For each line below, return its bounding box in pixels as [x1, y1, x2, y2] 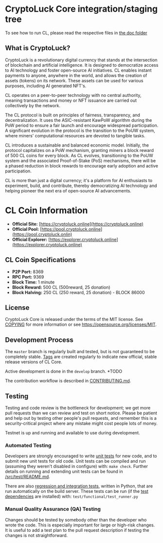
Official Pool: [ [12, 226, 42, 232]
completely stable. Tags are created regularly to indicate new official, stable [5, 354, 157, 360]
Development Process [5, 336, 74, 344]
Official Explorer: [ [12, 236, 50, 242]
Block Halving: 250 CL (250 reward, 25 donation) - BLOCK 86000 [12, 289, 145, 295]
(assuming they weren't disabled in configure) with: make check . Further [5, 464, 148, 469]
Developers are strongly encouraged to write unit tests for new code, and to [5, 453, 157, 459]
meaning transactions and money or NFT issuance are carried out [5, 97, 137, 103]
